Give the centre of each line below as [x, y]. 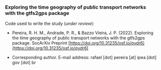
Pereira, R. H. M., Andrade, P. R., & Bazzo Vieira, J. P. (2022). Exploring [83, 33]
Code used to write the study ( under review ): [50, 23]
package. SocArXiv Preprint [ [41, 43]
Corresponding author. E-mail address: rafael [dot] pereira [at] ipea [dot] [84, 58]
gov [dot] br [24, 63]
